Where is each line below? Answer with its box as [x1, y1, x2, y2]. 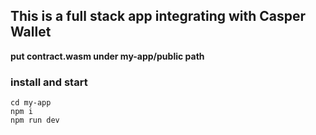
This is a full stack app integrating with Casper [10, 8, 307, 25]
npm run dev [10, 115, 60, 126]
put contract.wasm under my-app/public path [10, 50, 205, 62]
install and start [10, 75, 88, 89]
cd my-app [10, 98, 52, 108]
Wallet [10, 24, 52, 41]
